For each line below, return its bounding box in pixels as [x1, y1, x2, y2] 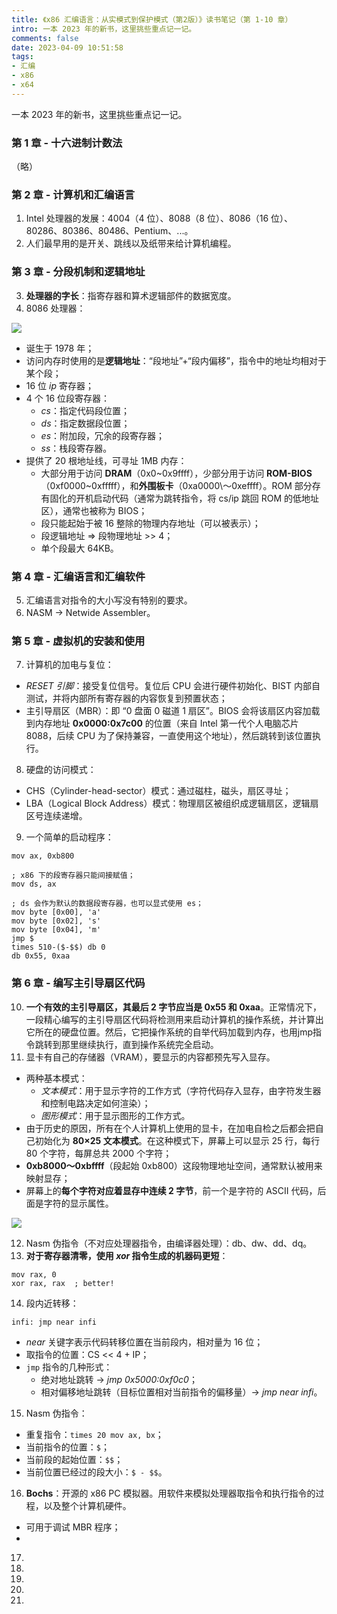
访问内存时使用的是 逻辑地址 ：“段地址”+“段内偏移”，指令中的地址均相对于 [25, 354, 327, 366]
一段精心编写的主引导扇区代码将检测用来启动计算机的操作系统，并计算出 [25, 1013, 324, 1025]
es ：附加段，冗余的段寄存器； [40, 429, 166, 441]
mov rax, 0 [11, 1269, 57, 1280]
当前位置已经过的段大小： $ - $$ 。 [25, 1466, 168, 1478]
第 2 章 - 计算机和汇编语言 [11, 187, 136, 201]
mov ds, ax [11, 879, 57, 890]
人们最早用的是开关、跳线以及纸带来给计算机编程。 [25, 237, 237, 250]
